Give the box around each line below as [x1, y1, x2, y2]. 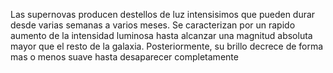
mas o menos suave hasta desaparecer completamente [10, 51, 239, 63]
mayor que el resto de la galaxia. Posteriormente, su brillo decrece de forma [10, 40, 324, 52]
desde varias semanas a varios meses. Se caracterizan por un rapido [10, 19, 296, 31]
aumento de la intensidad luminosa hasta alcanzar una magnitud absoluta [10, 30, 313, 41]
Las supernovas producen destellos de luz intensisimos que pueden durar [10, 9, 316, 20]
